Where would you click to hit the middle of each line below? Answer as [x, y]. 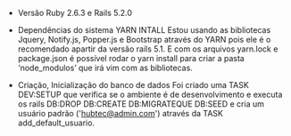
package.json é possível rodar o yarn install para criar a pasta [131, 58]
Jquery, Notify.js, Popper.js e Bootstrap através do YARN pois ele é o [144, 40]
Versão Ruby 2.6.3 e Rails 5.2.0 [75, 13]
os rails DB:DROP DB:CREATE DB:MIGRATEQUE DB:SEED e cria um [141, 104]
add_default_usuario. [56, 123]
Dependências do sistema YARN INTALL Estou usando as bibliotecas [144, 30]
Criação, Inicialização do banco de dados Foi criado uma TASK [133, 85]
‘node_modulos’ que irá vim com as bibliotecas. [105, 68]
